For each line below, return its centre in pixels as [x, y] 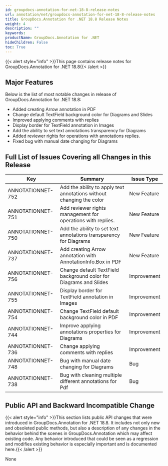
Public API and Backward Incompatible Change [80, 405]
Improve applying [80, 326]
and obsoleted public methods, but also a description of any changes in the [83, 428]
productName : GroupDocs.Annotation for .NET [52, 38]
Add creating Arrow [83, 249]
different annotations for [88, 381]
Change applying [80, 346]
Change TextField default [89, 311]
